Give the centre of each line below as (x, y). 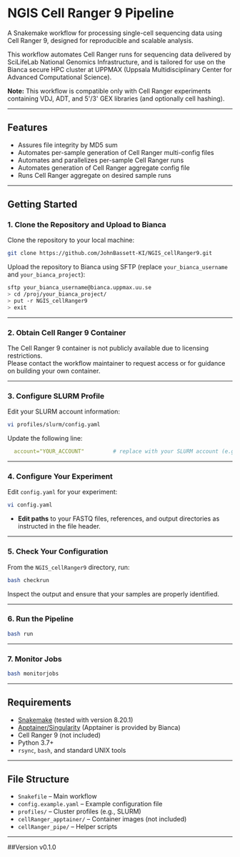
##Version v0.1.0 (32, 847)
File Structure (38, 780)
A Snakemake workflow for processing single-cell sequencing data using (115, 33)
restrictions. (25, 356)
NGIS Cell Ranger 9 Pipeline (91, 13)
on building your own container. (54, 371)
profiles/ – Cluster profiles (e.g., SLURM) (79, 811)
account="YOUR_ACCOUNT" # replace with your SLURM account (116, 451)
